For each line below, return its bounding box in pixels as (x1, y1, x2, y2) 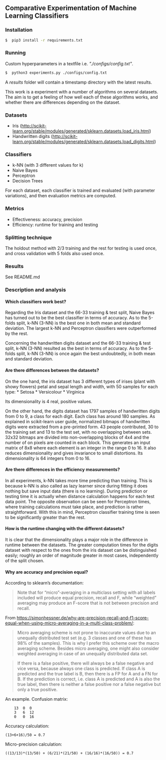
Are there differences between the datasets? (5, 367, 99, 373)
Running (5, 49, 26, 56)
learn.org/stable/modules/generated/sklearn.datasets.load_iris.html (12, 128, 150, 134)
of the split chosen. (5, 557, 44, 563)
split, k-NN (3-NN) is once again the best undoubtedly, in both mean (16, 351, 156, 357)
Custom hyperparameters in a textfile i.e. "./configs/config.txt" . (5, 60, 133, 66)
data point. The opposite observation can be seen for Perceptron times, (5, 498, 151, 504)
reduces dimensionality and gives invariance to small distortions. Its (5, 450, 143, 456)
